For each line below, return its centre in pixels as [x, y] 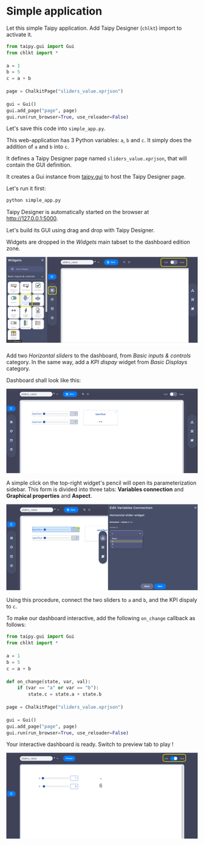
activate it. [19, 34]
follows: [16, 625]
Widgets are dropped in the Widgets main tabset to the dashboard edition [98, 242]
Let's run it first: [26, 188]
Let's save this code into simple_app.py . [56, 128]
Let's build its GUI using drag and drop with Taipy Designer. [80, 230]
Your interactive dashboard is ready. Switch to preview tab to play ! [90, 744]
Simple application [54, 11]
